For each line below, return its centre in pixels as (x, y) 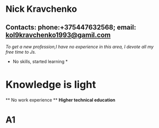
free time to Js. (21, 52)
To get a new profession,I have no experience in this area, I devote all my (80, 47)
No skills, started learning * (40, 62)
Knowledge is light (51, 84)
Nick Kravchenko (41, 9)
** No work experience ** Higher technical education (61, 100)
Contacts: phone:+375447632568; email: (71, 27)
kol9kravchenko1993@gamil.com (58, 35)
